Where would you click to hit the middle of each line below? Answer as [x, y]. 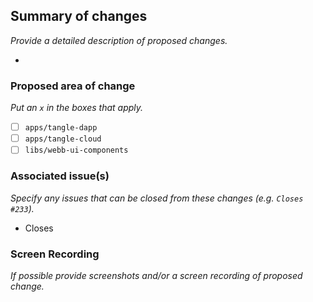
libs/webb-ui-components [76, 150]
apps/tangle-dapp [61, 128]
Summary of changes [79, 16]
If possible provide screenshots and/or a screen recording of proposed [156, 275]
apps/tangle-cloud [63, 139]
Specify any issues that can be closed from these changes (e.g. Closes [157, 198]
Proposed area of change [73, 86]
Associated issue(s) [60, 176]
